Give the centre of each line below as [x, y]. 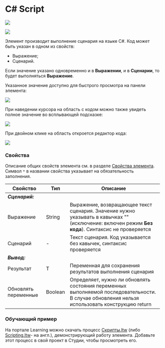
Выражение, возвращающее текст [111, 205]
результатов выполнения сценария [112, 272]
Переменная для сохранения [105, 265]
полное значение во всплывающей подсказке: [54, 115]
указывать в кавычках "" [99, 217]
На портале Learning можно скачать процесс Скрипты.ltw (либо [73, 330]
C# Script [25, 9]
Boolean [55, 292]
